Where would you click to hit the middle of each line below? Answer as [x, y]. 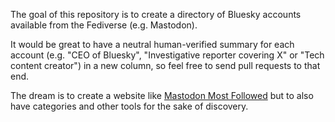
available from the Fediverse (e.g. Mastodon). [104, 25]
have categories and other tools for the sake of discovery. [129, 106]
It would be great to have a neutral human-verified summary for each [152, 44]
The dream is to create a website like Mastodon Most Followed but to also [162, 95]
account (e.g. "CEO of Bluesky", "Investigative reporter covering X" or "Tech [167, 55]
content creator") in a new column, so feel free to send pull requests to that [165, 65]
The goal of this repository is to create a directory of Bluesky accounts [156, 14]
